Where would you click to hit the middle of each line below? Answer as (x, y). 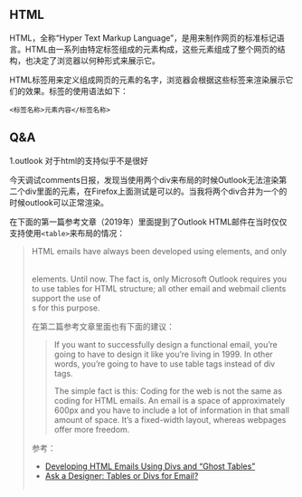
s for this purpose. (66, 308)
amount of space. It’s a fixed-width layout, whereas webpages (170, 419)
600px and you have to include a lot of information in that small (171, 410)
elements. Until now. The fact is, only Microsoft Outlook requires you (159, 279)
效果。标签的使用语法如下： (76, 91)
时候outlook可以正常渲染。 (59, 202)
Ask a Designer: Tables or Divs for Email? (122, 475)
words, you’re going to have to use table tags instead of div (165, 363)
